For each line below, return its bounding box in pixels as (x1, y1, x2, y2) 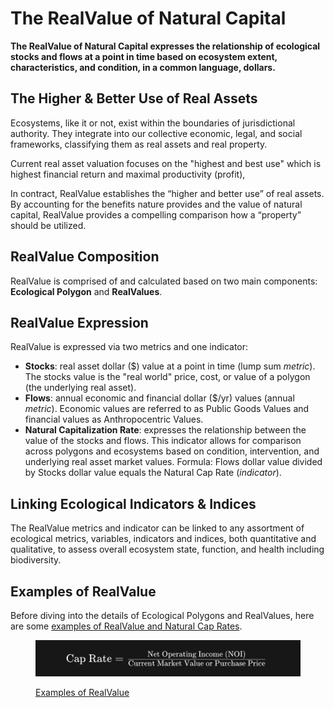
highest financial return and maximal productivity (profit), (10, 168, 246, 180)
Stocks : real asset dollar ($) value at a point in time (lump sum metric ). (24, 360, 316, 372)
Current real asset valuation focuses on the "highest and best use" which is (10, 157, 322, 169)
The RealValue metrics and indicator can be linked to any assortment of (10, 522, 305, 534)
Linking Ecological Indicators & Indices (10, 495, 257, 512)
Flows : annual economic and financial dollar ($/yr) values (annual (24, 392, 295, 404)
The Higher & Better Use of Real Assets (10, 90, 258, 107)
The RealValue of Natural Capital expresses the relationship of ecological (10, 40, 321, 52)
